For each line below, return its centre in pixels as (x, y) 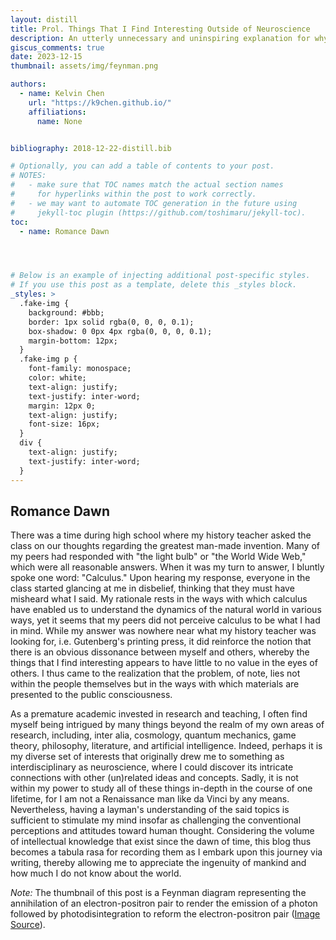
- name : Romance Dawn (64, 231)
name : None (59, 121)
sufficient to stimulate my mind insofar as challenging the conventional (156, 820)
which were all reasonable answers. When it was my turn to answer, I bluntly (167, 567)
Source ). (28, 925)
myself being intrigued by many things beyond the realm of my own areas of (167, 725)
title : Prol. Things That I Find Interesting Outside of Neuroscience (160, 29)
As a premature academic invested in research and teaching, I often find (159, 714)
